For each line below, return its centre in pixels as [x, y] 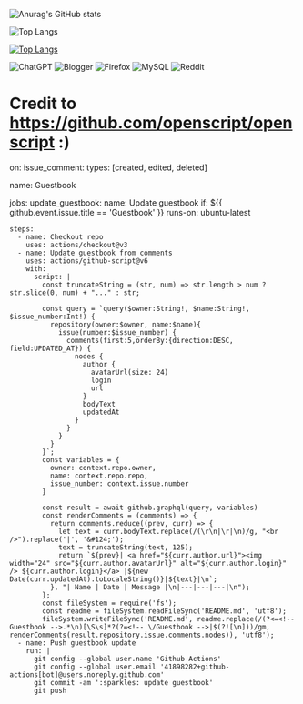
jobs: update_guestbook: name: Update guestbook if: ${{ [116, 202]
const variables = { [81, 459]
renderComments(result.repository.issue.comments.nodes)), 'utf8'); [142, 635]
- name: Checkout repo [61, 236]
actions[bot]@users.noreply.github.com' [87, 674]
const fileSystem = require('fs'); [110, 603]
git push [50, 690]
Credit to [43, 104]
